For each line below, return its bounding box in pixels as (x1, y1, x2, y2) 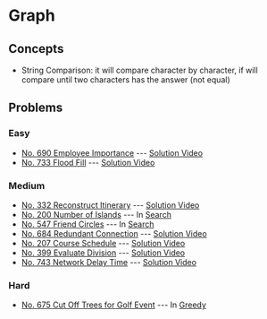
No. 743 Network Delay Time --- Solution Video (21, 256, 197, 267)
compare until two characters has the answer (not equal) (21, 74, 230, 85)
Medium (8, 179, 46, 192)
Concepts (8, 41, 64, 56)
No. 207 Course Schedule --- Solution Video (21, 237, 186, 248)
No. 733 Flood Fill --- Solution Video (21, 157, 155, 168)
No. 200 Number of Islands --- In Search (21, 209, 171, 220)
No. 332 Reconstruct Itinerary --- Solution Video (21, 199, 200, 211)
